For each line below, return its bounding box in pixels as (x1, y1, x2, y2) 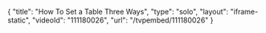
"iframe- (230, 7, 259, 16)
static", (7, 15, 31, 25)
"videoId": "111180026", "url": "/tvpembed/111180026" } (32, 15, 214, 25)
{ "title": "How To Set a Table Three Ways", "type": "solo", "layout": (7, 7, 229, 16)
